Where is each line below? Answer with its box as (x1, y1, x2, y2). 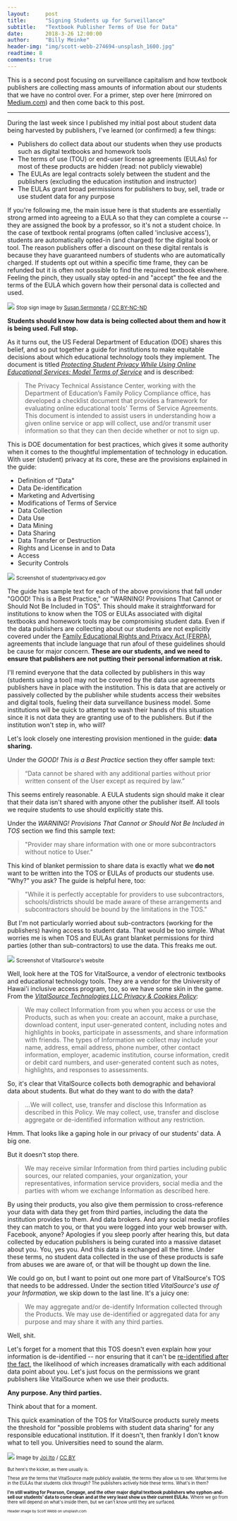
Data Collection (17, 506, 63, 515)
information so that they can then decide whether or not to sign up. (24, 426, 220, 435)
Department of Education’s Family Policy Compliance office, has (24, 389, 211, 397)
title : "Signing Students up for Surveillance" (7, 17, 166, 24)
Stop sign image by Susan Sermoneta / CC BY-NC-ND (16, 304, 147, 311)
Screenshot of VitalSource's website (16, 957, 104, 964)
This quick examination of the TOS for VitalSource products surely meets (7, 1416, 219, 1424)
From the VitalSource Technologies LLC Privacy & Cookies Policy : (7, 992, 199, 1000)
